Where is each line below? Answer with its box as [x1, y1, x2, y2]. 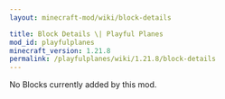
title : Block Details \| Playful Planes [9, 29, 164, 39]
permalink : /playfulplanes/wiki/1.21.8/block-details [9, 55, 217, 64]
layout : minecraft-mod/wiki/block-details [9, 13, 172, 22]
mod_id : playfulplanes [9, 38, 95, 47]
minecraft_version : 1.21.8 [9, 46, 111, 55]
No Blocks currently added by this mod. [9, 79, 157, 90]
